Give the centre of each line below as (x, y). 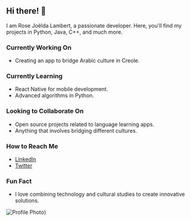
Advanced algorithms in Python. (54, 95)
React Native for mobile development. (61, 89)
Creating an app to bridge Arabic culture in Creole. (77, 61)
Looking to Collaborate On (45, 111)
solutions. (27, 201)
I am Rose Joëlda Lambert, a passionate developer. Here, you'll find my (94, 25)
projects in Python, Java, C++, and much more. (64, 32)
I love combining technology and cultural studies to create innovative (100, 194)
